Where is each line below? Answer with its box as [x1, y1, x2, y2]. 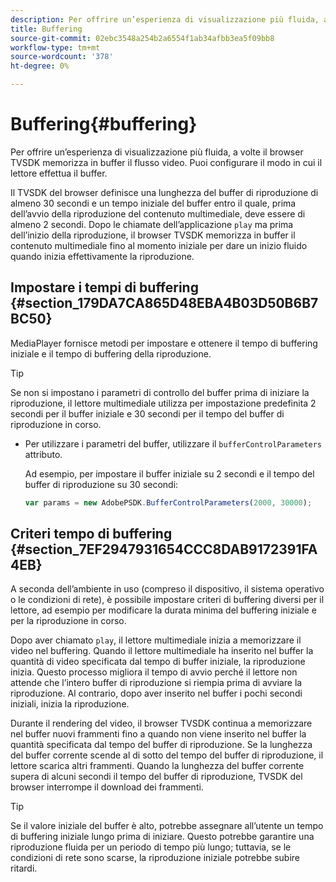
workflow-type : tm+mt [10, 42, 101, 53]
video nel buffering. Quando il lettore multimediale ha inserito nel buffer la [10, 645, 314, 657]
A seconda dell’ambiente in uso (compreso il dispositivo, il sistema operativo [10, 583, 325, 595]
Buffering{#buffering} [10, 113, 198, 136]
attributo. [24, 448, 63, 460]
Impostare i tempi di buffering [10, 279, 199, 296]
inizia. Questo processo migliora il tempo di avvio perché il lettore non [10, 666, 298, 678]
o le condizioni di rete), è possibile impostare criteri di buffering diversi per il [10, 594, 325, 606]
